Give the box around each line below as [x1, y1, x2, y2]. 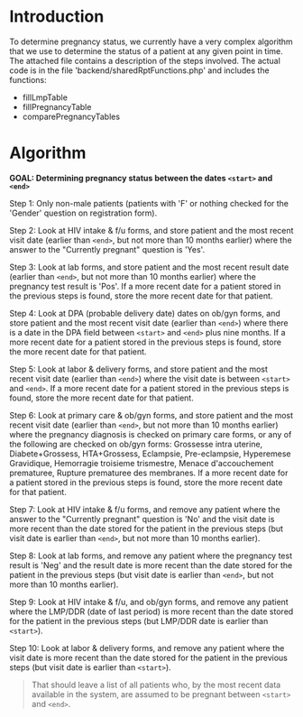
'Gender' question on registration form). [9, 207, 158, 218]
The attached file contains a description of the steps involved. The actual [9, 55, 281, 66]
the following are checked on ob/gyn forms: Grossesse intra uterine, [9, 438, 263, 449]
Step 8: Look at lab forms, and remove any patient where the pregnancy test [9, 550, 293, 561]
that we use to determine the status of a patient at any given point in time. [9, 45, 284, 56]
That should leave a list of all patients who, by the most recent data [31, 679, 281, 690]
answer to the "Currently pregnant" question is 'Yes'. [9, 244, 206, 254]
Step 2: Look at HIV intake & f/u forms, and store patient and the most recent [9, 225, 294, 235]
